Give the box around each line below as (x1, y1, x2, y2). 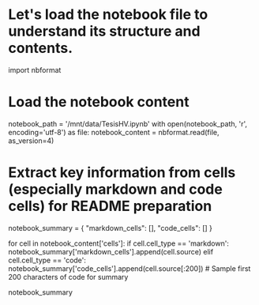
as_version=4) (8, 136, 54, 145)
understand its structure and (8, 22, 201, 40)
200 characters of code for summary (8, 272, 129, 281)
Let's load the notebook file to (8, 6, 208, 24)
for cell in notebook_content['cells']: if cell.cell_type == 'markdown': (8, 239, 229, 248)
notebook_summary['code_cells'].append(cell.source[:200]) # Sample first (8, 263, 251, 273)
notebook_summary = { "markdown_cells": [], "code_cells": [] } (8, 223, 213, 232)
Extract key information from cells (8, 164, 236, 182)
